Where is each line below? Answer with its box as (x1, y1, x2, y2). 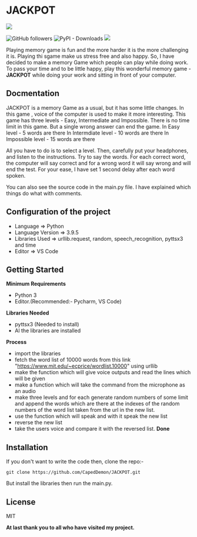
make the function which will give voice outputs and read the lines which (14, 369, 191, 376)
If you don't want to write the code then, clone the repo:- (6, 458, 144, 465)
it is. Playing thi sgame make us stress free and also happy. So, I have (6, 53, 175, 60)
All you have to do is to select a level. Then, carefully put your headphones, (6, 147, 189, 154)
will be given (14, 375, 46, 382)
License (6, 497, 36, 507)
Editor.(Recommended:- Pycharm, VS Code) (14, 298, 122, 305)
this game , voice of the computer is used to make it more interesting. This (6, 110, 186, 117)
